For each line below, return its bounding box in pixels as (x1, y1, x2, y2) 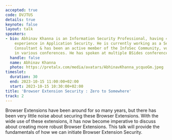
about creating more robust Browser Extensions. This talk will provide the (5, 124, 160, 130)
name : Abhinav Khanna (10, 60, 56, 65)
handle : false (10, 55, 40, 61)
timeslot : (5, 70, 27, 75)
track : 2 (5, 93, 24, 98)
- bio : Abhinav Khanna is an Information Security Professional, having (5, 36, 164, 42)
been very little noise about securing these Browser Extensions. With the (5, 113, 159, 119)
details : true (5, 17, 36, 22)
